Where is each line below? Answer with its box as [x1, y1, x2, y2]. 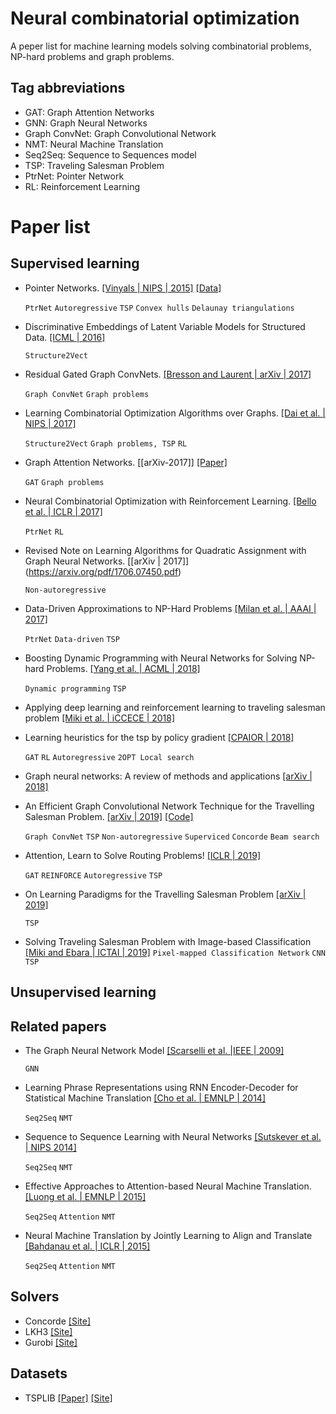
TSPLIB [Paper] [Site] [24, 1392, 113, 1404]
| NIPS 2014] [24, 1141, 77, 1153]
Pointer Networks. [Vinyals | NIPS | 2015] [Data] [24, 282, 222, 294]
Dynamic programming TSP [24, 683, 127, 694]
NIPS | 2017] [24, 417, 77, 429]
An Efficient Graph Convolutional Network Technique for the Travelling [24, 800, 315, 812]
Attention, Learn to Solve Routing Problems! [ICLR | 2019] [24, 849, 262, 861]
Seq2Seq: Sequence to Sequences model [24, 148, 197, 161]
